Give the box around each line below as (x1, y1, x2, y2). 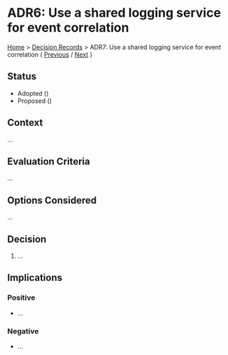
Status (7, 71, 37, 82)
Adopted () (17, 89, 49, 97)
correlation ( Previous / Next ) (7, 50, 93, 59)
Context (7, 117, 43, 129)
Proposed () (17, 96, 52, 105)
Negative (7, 326, 39, 336)
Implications (7, 272, 63, 284)
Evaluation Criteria (7, 155, 90, 167)
